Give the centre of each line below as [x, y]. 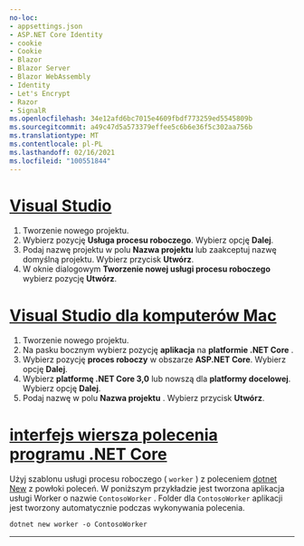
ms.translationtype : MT [54, 136]
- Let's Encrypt [40, 93]
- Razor [24, 102]
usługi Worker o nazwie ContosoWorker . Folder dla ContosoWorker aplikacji [146, 498]
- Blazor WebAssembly [50, 77]
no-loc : [24, 18]
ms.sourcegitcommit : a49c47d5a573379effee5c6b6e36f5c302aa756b [131, 128]
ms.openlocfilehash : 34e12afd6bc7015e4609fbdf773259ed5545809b [131, 119]
